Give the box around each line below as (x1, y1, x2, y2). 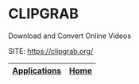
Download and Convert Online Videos (8, 31, 132, 40)
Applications (12, 65, 62, 76)
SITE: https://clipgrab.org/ (8, 46, 94, 55)
